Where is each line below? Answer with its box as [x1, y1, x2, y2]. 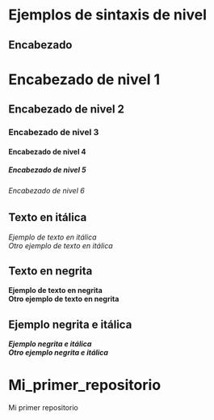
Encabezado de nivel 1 [8, 70, 161, 88]
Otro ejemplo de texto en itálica [8, 240, 113, 250]
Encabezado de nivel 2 [8, 103, 125, 117]
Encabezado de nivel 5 [8, 165, 86, 175]
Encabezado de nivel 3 [8, 127, 99, 138]
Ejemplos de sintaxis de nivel [8, 6, 208, 24]
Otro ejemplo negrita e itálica [8, 348, 109, 358]
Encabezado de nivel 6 [8, 185, 85, 195]
